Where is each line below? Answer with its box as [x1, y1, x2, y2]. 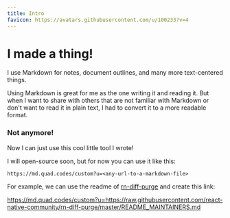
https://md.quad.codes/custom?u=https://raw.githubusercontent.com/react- [7, 195, 223, 204]
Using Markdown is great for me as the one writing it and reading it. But [7, 89, 209, 97]
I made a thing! [7, 46, 94, 62]
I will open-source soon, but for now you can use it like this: [7, 157, 176, 165]
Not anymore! [7, 128, 54, 138]
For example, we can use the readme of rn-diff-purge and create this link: [7, 182, 216, 191]
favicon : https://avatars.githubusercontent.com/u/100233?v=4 [7, 16, 189, 23]
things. [7, 76, 27, 84]
